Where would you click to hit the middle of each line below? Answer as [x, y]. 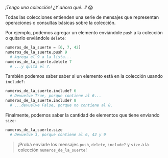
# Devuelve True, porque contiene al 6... [56, 96]
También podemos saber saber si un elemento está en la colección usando [84, 76]
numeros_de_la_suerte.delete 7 [39, 62]
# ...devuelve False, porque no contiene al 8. [62, 105]
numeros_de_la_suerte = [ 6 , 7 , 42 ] [43, 48]
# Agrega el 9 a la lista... [41, 57]
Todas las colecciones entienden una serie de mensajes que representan [82, 17]
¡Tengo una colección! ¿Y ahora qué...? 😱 [49, 7]
